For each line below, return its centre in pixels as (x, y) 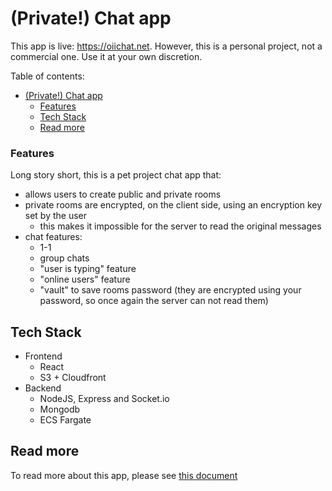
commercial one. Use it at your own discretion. (106, 56)
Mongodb (60, 409)
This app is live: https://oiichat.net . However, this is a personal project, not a (166, 46)
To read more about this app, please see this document (124, 475)
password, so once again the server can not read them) (154, 301)
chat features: (53, 237)
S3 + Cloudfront (73, 378)
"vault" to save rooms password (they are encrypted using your (170, 290)
